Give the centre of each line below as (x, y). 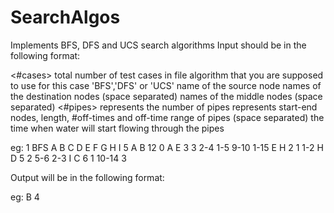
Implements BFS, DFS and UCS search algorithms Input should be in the (158, 45)
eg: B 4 (25, 197)
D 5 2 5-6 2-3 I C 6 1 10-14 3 (68, 158)
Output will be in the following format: (87, 177)
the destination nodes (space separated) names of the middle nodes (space (166, 96)
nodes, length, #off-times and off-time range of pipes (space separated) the (167, 117)
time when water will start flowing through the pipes (117, 128)
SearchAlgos (65, 17)
